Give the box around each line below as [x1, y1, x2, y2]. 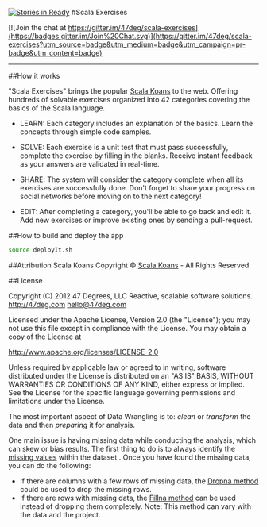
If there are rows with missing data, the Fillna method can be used [19, 493, 236, 502]
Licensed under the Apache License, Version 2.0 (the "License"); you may [8, 314, 251, 325]
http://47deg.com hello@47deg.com [8, 299, 127, 309]
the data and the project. [19, 510, 101, 519]
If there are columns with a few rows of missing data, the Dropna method [19, 476, 259, 486]
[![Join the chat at [8, 23, 67, 32]
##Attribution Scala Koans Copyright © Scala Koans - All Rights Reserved [8, 260, 250, 270]
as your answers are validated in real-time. [19, 160, 160, 168]
